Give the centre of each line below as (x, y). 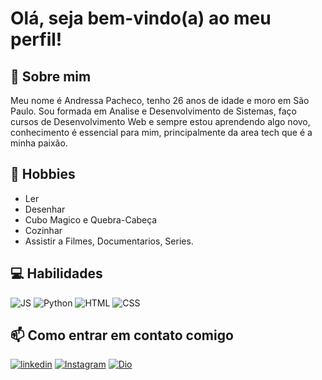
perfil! (36, 39)
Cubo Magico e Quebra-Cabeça (91, 219)
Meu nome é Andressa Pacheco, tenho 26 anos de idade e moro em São (160, 100)
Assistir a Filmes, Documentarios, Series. (109, 241)
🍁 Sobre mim (51, 76)
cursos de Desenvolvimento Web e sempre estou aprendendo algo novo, (160, 121)
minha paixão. (39, 143)
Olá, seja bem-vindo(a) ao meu (141, 18)
